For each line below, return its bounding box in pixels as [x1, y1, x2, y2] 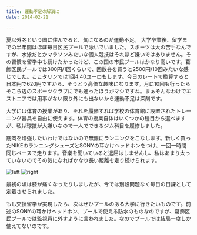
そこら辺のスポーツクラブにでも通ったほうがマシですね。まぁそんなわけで [6, 88, 186, 95]
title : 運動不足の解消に [6, 8, 60, 15]
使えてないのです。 [6, 222, 52, 229]
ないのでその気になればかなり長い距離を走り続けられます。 [16, 156, 161, 163]
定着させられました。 [6, 187, 58, 194]
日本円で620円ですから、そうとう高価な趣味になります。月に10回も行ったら [6, 80, 191, 87]
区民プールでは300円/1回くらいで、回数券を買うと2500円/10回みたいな [11, 65, 184, 72]
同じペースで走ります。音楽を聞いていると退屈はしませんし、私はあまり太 [6, 149, 186, 156]
